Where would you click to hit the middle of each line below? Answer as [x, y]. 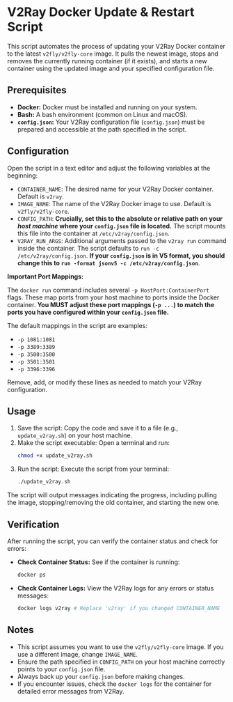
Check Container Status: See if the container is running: [98, 562]
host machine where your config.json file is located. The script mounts [121, 226]
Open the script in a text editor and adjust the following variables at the [109, 168]
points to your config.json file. [61, 669]
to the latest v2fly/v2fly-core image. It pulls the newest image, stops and [113, 54]
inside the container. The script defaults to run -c [88, 248]
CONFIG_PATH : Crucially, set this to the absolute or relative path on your [120, 218]
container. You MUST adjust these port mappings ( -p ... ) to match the [111, 304]
